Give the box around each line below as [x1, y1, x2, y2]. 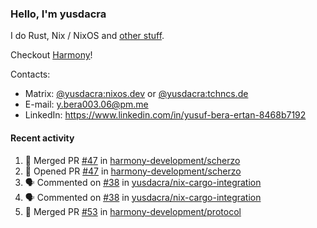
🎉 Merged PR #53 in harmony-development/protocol [24, 205, 242, 217]
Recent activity [10, 132, 75, 144]
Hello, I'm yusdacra [10, 7, 107, 21]
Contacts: [10, 68, 51, 81]
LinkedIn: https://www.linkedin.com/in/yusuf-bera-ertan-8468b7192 [24, 109, 307, 121]
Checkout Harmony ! [10, 49, 93, 61]
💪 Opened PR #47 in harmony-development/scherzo [24, 165, 242, 177]
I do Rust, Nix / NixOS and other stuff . [10, 30, 165, 42]
